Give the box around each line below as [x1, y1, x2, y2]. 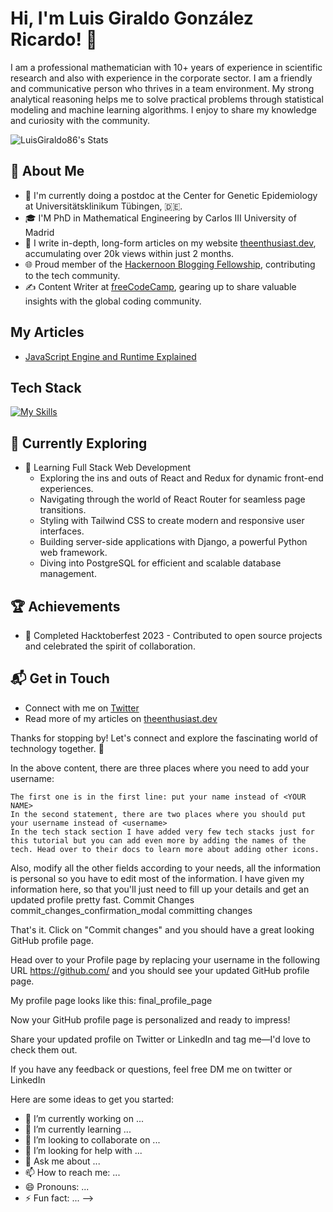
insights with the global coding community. [24, 295, 202, 307]
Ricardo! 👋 [10, 28, 98, 51]
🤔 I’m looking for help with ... [24, 1144, 143, 1156]
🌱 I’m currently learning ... [24, 1123, 132, 1135]
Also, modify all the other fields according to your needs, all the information [10, 862, 322, 874]
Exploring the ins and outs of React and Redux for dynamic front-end [39, 472, 324, 484]
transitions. [39, 504, 87, 516]
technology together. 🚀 [10, 742, 105, 754]
